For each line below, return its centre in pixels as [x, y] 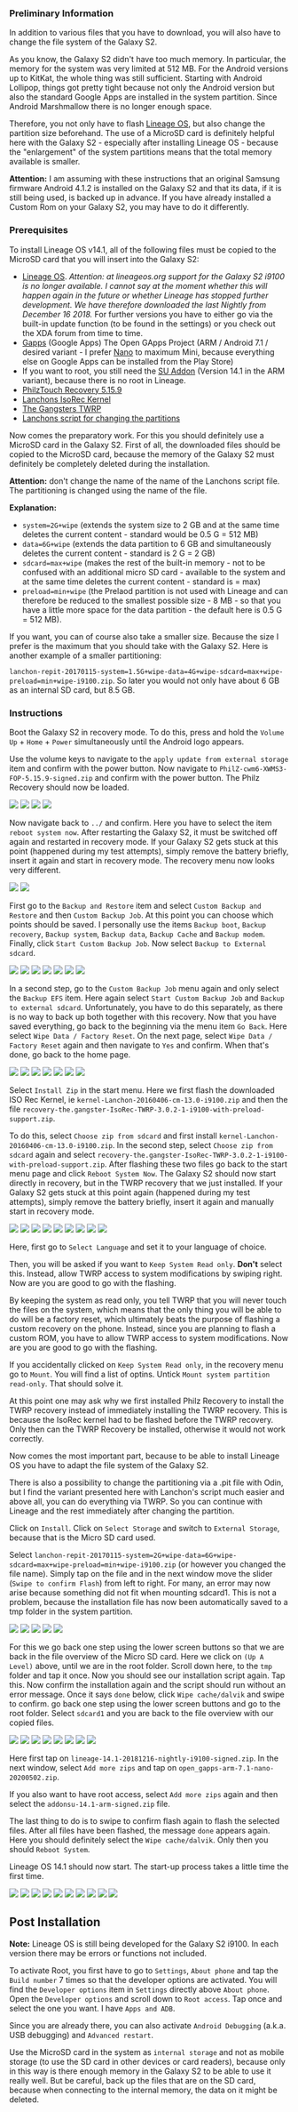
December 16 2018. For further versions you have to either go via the [147, 314]
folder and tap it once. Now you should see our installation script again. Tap [147, 1675]
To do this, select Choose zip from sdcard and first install [113, 1136]
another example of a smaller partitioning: [86, 655]
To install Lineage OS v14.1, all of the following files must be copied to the [143, 249]
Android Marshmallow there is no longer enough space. [111, 107]
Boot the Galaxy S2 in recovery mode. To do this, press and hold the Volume [147, 732]
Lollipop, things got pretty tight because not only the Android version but [142, 88]
